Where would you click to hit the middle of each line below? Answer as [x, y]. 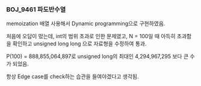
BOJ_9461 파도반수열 [36, 9]
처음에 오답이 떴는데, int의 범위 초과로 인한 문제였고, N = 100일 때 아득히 [91, 36]
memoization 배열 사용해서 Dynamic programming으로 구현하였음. [86, 24]
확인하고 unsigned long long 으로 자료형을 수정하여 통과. [79, 44]
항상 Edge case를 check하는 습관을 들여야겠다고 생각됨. [73, 76]
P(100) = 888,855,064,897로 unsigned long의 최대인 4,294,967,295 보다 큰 [97, 56]
